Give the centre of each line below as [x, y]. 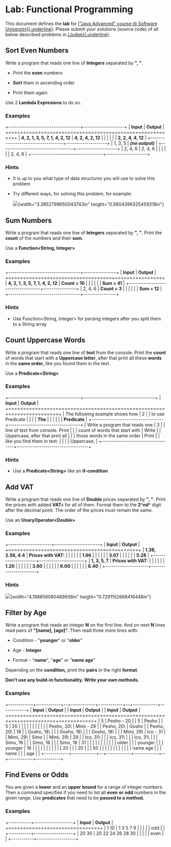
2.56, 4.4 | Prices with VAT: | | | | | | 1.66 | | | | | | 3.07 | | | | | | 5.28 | [77, 555]
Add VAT [20, 487]
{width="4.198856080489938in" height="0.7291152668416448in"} [81, 596]
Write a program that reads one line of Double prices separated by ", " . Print [86, 499]
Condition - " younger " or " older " [47, 640]
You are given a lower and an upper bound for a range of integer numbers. [84, 787]
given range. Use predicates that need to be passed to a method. [75, 798]
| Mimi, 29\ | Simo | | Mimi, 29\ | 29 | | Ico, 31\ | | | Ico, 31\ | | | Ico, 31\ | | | [82, 737]
